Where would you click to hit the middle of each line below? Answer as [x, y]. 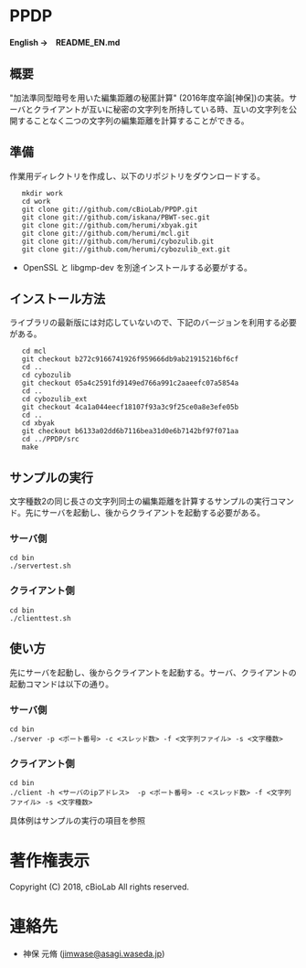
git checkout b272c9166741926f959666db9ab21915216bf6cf [130, 359]
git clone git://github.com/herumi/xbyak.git [110, 225]
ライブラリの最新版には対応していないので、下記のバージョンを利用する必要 [153, 323]
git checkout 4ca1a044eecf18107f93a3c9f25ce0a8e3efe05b [130, 408]
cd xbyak [38, 423]
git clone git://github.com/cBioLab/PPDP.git [110, 209]
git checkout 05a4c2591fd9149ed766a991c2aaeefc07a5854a [130, 383]
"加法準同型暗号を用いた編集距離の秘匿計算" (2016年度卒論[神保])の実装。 [149, 98]
